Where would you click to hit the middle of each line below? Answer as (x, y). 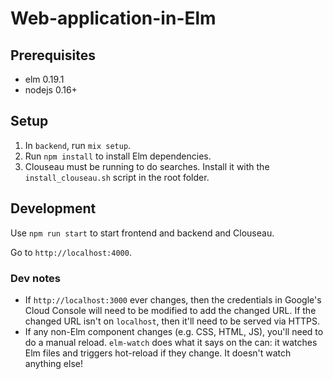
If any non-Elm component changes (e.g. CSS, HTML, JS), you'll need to (174, 331)
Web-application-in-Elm (113, 18)
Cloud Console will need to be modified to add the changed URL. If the (170, 310)
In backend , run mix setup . (78, 145)
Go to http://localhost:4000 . (71, 252)
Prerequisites (53, 55)
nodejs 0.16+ (51, 90)
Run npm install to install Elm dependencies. (118, 156)
